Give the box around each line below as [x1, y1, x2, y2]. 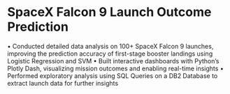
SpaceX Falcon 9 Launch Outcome [7, 4, 212, 20]
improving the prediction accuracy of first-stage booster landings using [7, 49, 213, 58]
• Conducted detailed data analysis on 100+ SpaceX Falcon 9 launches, [7, 42, 214, 50]
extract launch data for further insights [7, 79, 119, 87]
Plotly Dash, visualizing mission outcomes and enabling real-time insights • [7, 64, 224, 72]
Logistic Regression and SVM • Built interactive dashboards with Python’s [7, 56, 220, 65]
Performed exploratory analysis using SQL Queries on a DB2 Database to [7, 71, 218, 80]
